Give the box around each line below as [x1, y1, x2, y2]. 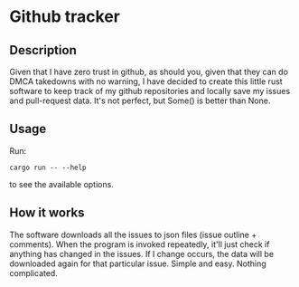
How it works [9, 206, 85, 221]
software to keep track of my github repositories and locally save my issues [9, 86, 291, 96]
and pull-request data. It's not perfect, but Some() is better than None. [9, 95, 271, 106]
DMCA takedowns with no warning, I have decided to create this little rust [9, 76, 283, 87]
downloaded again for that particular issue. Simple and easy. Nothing [9, 258, 266, 269]
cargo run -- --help [9, 163, 88, 172]
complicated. [9, 267, 59, 278]
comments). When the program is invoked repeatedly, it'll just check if [9, 238, 270, 250]
